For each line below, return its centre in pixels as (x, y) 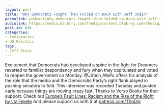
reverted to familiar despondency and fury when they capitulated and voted (82, 70)
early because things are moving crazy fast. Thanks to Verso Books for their (82, 91)
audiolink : (16, 23)
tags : (11, 46)
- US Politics (20, 42)
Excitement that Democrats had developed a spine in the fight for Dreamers (82, 65)
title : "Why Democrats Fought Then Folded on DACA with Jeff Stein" (77, 14)
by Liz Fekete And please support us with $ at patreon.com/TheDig (73, 101)
